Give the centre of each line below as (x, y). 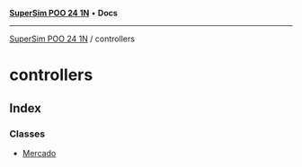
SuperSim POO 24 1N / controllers (72, 39)
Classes (27, 134)
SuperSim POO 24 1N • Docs (64, 13)
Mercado (39, 153)
